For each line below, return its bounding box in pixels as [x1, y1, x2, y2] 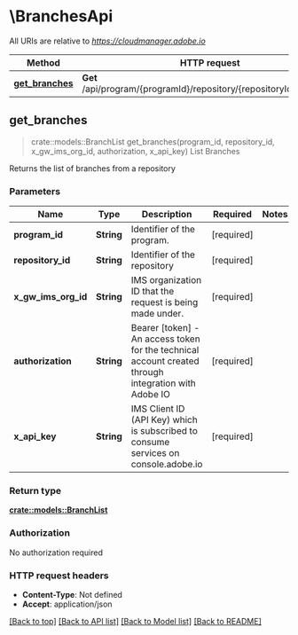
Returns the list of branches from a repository [9, 162, 176, 174]
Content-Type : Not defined [21, 589, 122, 600]
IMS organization [130, 274, 202, 286]
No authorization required [9, 547, 104, 558]
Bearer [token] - [130, 322, 200, 334]
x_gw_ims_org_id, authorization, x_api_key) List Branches [30, 145, 240, 156]
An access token [130, 333, 201, 345]
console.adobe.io [130, 459, 203, 471]
